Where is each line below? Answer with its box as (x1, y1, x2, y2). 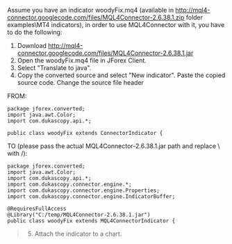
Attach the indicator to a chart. (34, 229, 122, 238)
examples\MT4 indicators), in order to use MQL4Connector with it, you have (7, 21, 225, 29)
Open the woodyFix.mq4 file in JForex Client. (17, 56, 147, 65)
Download (17, 42, 47, 49)
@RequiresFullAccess (7, 205, 67, 212)
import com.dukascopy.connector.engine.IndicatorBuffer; (7, 193, 176, 200)
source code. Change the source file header (17, 79, 144, 86)
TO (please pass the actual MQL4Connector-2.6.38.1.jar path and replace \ (7, 142, 220, 150)
